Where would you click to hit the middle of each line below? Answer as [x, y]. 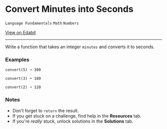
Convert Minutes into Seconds [69, 9]
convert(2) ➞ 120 [23, 87]
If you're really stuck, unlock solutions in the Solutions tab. [73, 121]
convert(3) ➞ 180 [23, 79]
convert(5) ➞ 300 [23, 70]
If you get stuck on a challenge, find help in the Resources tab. [77, 116]
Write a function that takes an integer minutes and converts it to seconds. [80, 47]
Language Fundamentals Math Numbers [42, 23]
